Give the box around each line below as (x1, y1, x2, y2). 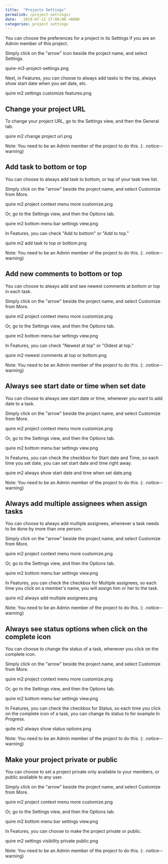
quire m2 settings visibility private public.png (5, 838, 99, 844)
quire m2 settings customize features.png (5, 90, 92, 96)
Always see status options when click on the (5, 625, 148, 633)
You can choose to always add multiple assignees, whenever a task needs (5, 521, 159, 527)
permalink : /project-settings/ (5, 12, 71, 17)
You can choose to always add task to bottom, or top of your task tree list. (5, 176, 158, 182)
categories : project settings (5, 21, 69, 27)
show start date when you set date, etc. (5, 80, 88, 87)
